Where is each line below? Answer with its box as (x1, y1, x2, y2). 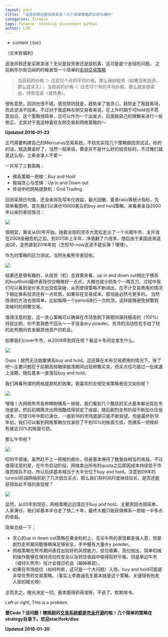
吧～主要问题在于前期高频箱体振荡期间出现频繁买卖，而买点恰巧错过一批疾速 (5, 364, 163, 370)
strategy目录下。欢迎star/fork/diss (5, 616, 79, 622)
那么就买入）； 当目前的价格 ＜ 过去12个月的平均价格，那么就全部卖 (17, 84, 155, 90)
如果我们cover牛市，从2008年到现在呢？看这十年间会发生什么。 (5, 337, 137, 343)
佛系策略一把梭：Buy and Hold (12, 174, 76, 180)
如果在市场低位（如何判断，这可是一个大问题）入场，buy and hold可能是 (12, 566, 162, 572)
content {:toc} (12, 40, 41, 46)
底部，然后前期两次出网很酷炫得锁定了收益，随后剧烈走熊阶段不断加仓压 (9, 407, 158, 413)
